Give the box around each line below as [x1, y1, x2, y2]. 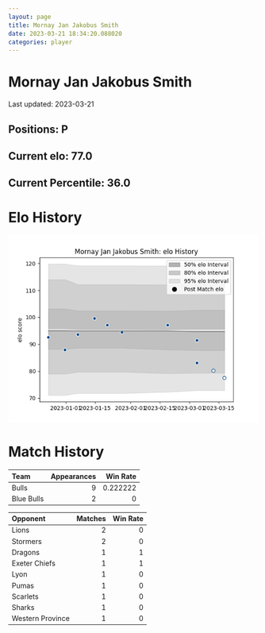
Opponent [11, 514, 46, 523]
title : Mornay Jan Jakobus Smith [8, 21, 119, 29]
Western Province [11, 614, 70, 623]
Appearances [50, 471, 97, 481]
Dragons [11, 547, 40, 557]
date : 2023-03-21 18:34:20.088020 [8, 29, 123, 37]
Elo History [8, 208, 83, 226]
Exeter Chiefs [11, 558, 56, 568]
